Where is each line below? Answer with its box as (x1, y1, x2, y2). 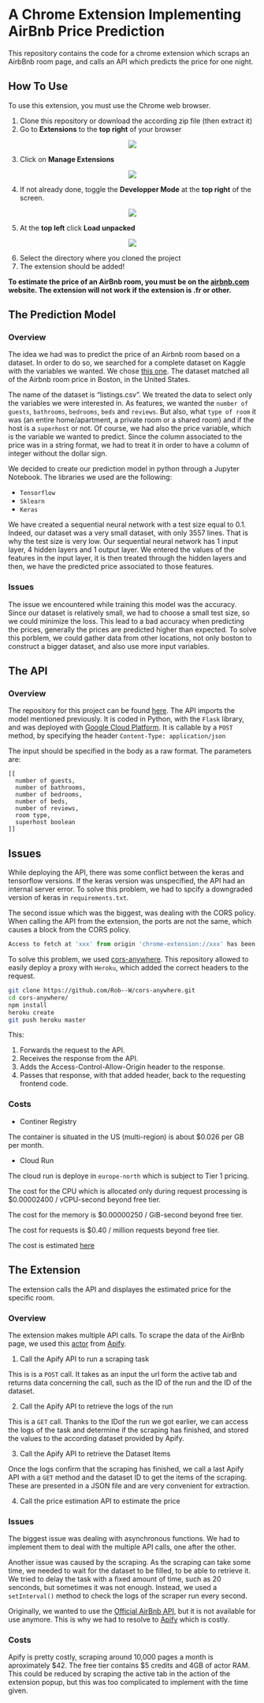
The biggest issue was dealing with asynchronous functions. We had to (8, 1534, 240, 1544)
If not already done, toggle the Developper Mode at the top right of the (19, 184, 252, 194)
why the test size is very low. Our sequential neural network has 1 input (8, 537, 239, 546)
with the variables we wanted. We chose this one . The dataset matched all (8, 366, 250, 376)
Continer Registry (19, 1116, 77, 1126)
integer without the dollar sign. (8, 448, 108, 459)
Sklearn (19, 497, 45, 506)
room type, (15, 812, 51, 820)
